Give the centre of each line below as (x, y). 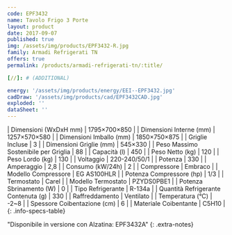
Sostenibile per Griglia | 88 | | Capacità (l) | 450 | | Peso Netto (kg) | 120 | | (113, 152)
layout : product (31, 26)
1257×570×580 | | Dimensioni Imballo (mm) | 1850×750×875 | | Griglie (107, 137)
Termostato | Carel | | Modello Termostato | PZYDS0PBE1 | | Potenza (105, 181)
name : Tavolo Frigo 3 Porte (48, 20)
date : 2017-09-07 (32, 33)
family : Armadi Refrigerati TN (52, 53)
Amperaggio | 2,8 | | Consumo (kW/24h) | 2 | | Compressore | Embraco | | (113, 167)
